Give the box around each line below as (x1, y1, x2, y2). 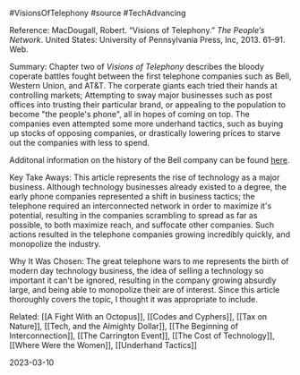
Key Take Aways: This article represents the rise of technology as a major (9, 172, 280, 183)
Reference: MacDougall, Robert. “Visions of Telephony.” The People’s (9, 25, 265, 35)
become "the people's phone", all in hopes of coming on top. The (9, 109, 251, 119)
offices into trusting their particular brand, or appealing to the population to (9, 99, 287, 110)
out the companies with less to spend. (9, 138, 150, 148)
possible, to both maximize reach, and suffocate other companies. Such (9, 219, 275, 230)
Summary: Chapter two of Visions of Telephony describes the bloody (9, 62, 264, 72)
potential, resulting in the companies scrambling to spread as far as (9, 210, 258, 220)
